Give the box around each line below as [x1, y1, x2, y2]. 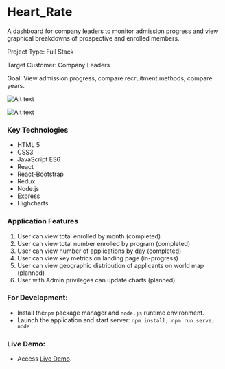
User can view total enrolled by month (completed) [16, 232, 161, 241]
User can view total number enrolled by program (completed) [16, 239, 191, 247]
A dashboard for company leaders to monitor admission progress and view [7, 27, 219, 35]
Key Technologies [7, 125, 69, 135]
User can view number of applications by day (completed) [16, 247, 182, 255]
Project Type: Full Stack [7, 47, 74, 56]
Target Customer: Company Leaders [7, 60, 110, 69]
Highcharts [16, 199, 49, 208]
